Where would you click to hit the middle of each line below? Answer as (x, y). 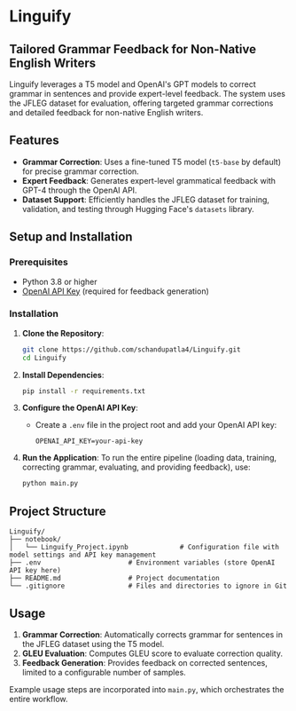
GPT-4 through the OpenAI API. (79, 190)
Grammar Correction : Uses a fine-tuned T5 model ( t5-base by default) (152, 162)
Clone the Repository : (63, 333)
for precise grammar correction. (80, 171)
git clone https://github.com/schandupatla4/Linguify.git (131, 349)
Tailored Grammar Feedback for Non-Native (133, 49)
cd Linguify (44, 358)
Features (34, 141)
